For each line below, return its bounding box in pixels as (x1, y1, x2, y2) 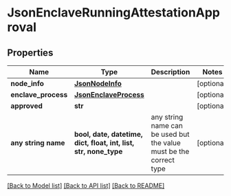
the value (151, 138, 181, 147)
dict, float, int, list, (74, 138, 135, 147)
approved (10, 101, 43, 111)
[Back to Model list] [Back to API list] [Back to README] (7, 182, 165, 190)
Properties (7, 47, 54, 58)
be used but (151, 129, 190, 139)
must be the (151, 146, 190, 156)
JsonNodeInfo (74, 79, 122, 88)
